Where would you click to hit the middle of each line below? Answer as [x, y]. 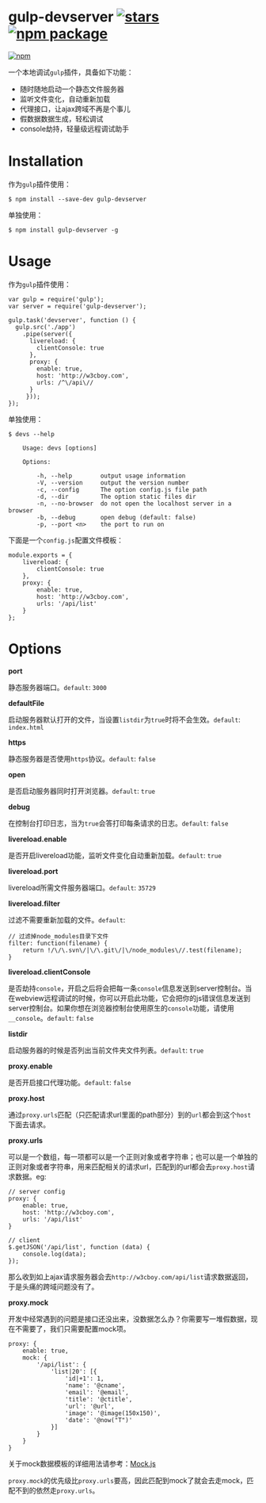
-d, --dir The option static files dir [116, 497]
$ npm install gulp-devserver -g [63, 230]
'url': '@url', [89, 1406]
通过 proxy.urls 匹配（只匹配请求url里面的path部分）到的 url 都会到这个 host [130, 1114]
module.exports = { [40, 555]
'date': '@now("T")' [99, 1420]
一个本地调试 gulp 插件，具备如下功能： [71, 72]
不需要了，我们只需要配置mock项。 [72, 1329]
